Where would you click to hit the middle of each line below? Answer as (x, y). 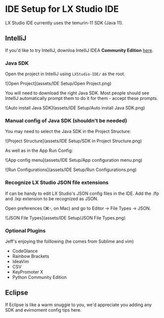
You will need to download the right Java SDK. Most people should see (77, 93)
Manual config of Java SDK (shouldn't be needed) (66, 121)
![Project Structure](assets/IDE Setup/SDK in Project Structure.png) (74, 141)
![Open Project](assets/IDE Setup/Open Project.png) (58, 84)
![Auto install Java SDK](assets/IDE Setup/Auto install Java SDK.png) (75, 108)
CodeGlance (25, 251)
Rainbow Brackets (31, 256)
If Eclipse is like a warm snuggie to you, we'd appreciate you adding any (79, 305)
